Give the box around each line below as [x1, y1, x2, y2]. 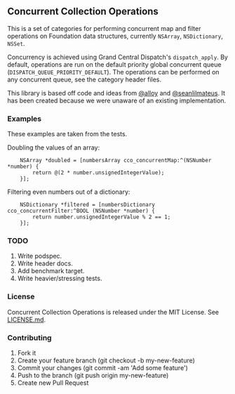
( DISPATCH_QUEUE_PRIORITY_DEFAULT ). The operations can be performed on [7, 67, 220, 76]
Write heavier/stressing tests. [17, 274, 102, 283]
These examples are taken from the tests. [7, 130, 128, 138]
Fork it [17, 349, 36, 357]
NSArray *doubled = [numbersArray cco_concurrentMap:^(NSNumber [20, 157, 212, 164]
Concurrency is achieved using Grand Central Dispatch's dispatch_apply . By [7, 53, 228, 61]
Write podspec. [17, 252, 62, 261]
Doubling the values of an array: [7, 143, 100, 152]
